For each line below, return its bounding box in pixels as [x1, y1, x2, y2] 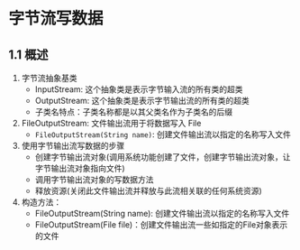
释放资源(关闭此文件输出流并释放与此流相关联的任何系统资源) [34, 186, 262, 196]
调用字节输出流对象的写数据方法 [34, 174, 154, 185]
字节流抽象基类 [21, 73, 77, 83]
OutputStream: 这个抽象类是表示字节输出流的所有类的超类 [34, 96, 250, 106]
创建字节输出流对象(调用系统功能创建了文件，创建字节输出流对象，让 [34, 152, 291, 162]
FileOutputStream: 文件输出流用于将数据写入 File [21, 118, 202, 128]
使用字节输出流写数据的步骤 [21, 141, 125, 151]
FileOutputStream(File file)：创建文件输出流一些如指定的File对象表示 [34, 219, 288, 230]
